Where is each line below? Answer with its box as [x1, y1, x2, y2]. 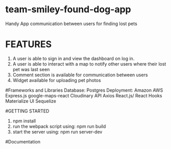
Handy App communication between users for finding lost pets [5, 20, 138, 27]
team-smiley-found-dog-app [5, 4, 131, 15]
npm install [12, 118, 36, 124]
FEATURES [5, 38, 52, 50]
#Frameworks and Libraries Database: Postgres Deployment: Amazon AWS [5, 87, 163, 93]
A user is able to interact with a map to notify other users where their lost [12, 60, 166, 67]
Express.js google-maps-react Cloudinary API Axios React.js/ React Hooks [5, 92, 162, 98]
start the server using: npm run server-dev [12, 129, 103, 135]
